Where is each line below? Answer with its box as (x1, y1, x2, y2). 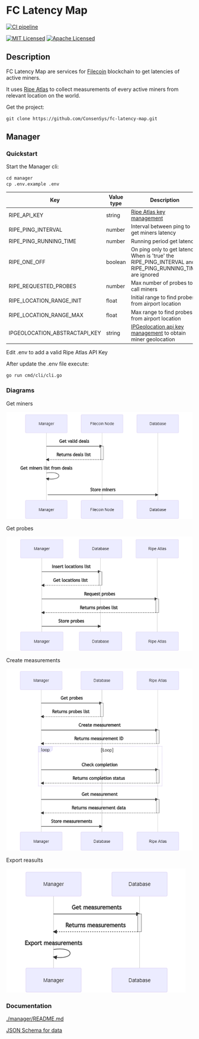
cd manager (6, 175, 33, 181)
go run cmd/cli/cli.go (6, 373, 62, 379)
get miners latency (131, 229, 176, 237)
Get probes (6, 524, 34, 532)
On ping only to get (131, 245, 178, 253)
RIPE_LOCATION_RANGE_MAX (8, 311, 84, 319)
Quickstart (6, 150, 38, 158)
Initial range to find (131, 294, 176, 301)
